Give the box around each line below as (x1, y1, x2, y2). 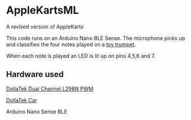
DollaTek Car (6, 96, 37, 103)
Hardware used (6, 69, 64, 80)
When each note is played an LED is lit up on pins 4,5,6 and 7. (6, 52, 156, 59)
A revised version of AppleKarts (6, 23, 84, 30)
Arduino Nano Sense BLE (6, 108, 67, 115)
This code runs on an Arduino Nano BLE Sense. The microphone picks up (6, 34, 185, 41)
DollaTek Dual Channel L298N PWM (6, 85, 93, 92)
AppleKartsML (6, 4, 79, 17)
